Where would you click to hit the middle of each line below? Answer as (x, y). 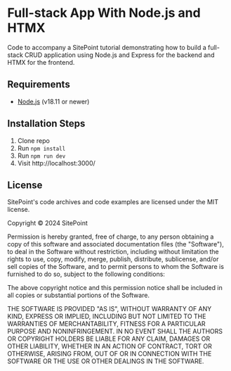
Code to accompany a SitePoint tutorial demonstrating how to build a (107, 47)
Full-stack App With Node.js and (104, 13)
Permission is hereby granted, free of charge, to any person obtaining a (111, 237)
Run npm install (41, 148)
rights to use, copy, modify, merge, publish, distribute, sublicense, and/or (113, 259)
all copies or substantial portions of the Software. (78, 295)
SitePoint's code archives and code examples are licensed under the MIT (113, 202)
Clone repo (34, 140)
